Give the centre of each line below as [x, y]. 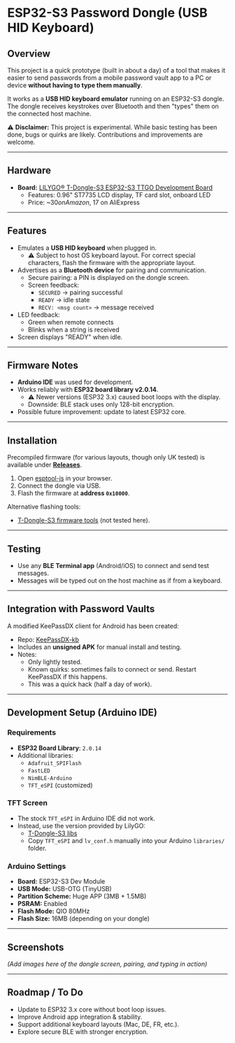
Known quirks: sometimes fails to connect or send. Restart [112, 669]
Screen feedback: [54, 285]
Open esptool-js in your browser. [65, 478]
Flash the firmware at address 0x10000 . [73, 493]
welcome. [21, 142]
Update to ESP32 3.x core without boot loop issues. [92, 1009]
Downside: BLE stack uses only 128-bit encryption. [101, 404]
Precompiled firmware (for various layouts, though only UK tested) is [106, 457]
